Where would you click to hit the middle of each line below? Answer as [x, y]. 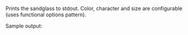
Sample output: [24, 26]
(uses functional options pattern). [46, 15]
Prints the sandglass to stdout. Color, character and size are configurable [94, 8]
